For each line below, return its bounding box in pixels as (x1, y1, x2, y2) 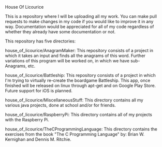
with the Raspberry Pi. (5, 117, 49, 122)
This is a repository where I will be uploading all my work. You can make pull (5, 14, 157, 19)
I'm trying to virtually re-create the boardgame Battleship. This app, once (5, 77, 151, 83)
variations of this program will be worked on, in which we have (5, 58, 130, 63)
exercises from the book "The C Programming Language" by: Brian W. (5, 132, 145, 137)
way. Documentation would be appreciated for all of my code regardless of (5, 24, 154, 29)
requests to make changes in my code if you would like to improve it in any (5, 19, 154, 24)
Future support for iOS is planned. (5, 88, 73, 93)
